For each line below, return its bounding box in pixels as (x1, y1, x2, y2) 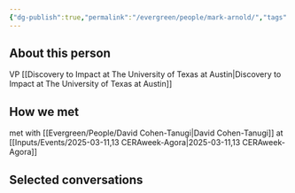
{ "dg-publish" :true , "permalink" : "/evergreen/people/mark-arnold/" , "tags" (9, 12, 288, 22)
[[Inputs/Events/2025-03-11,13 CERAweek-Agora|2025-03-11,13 (9, 137, 241, 148)
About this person (9, 46, 111, 61)
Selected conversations (9, 172, 144, 187)
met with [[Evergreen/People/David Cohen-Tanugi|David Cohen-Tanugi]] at (9, 127, 283, 138)
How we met (9, 104, 80, 120)
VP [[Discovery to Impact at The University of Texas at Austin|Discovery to (9, 69, 282, 80)
